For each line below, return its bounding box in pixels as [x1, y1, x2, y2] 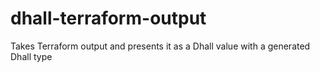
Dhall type [10, 50, 53, 62]
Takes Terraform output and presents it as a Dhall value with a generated [10, 40, 311, 52]
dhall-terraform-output [10, 7, 207, 30]
